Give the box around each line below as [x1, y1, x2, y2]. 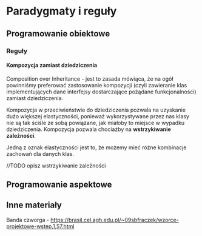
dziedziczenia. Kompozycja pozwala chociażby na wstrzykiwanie [6, 126, 171, 133]
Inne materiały [6, 200, 62, 211]
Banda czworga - [6, 216, 50, 223]
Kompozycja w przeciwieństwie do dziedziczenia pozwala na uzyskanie [6, 106, 186, 113]
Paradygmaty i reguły [6, 4, 117, 18]
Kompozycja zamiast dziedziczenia [6, 62, 98, 69]
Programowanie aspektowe [6, 180, 112, 190]
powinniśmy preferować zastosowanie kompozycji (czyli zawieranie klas [6, 81, 187, 89]
